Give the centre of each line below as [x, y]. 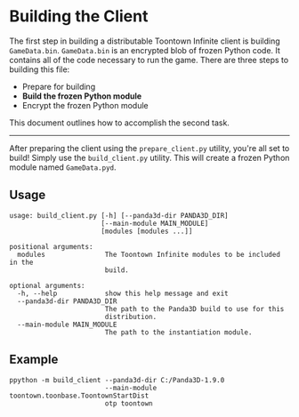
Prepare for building [59, 86]
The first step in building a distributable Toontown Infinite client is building [145, 41]
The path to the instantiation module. [178, 332]
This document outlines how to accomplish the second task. [119, 123]
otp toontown [129, 403]
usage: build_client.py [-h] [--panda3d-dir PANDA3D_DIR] [119, 215]
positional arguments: [51, 246]
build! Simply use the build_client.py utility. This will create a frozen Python [149, 157]
